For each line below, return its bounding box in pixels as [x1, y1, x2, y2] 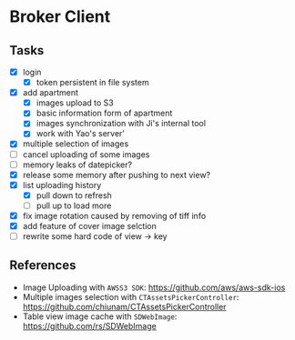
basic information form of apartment [36, 107, 173, 119]
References [9, 257, 76, 274]
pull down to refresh [36, 189, 112, 201]
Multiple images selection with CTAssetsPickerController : [22, 291, 239, 302]
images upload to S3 [36, 97, 114, 108]
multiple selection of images [22, 138, 129, 149]
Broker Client [9, 6, 111, 27]
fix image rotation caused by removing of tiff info [22, 210, 207, 221]
